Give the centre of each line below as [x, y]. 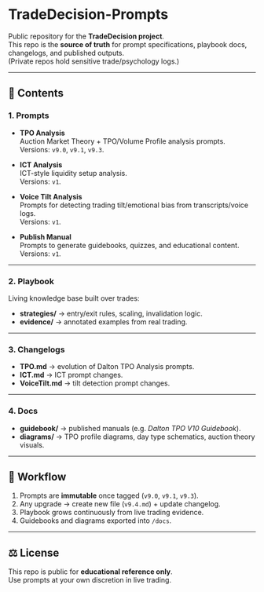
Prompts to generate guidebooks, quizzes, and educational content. [129, 245]
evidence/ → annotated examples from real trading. [103, 322]
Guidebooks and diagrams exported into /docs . [95, 521]
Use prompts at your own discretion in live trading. [90, 580]
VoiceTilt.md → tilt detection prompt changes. [95, 383]
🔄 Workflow [37, 477]
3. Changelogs [37, 349]
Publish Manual [46, 236]
